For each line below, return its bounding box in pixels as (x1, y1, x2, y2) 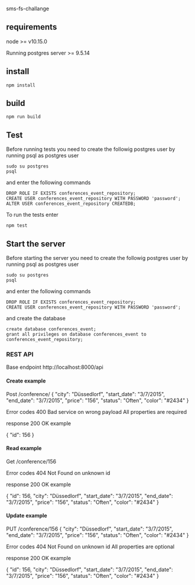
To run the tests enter (6, 211, 59, 218)
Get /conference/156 (6, 458, 57, 465)
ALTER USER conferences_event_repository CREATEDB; (6, 201, 136, 207)
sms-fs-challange (6, 5, 49, 12)
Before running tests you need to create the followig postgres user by (6, 146, 175, 153)
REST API (6, 350, 34, 358)
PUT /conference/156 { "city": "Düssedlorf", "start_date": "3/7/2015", (6, 525, 173, 532)
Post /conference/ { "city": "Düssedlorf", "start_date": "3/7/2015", (6, 390, 165, 397)
